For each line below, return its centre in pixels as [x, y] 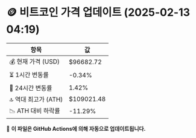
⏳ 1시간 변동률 [29, 74]
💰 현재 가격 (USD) [35, 61]
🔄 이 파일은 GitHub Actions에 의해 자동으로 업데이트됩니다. [76, 128]
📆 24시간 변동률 [31, 88]
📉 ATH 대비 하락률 [35, 111]
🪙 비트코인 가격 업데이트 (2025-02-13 [98, 12]
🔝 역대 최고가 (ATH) [36, 99]
